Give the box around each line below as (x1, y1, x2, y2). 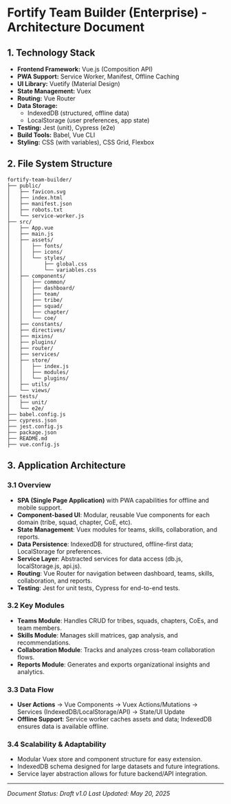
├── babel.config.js (7, 411, 67, 417)
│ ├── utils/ (7, 380, 51, 388)
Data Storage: (16, 102, 58, 109)
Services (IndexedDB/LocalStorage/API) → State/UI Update (16, 708, 186, 716)
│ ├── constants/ (7, 320, 63, 327)
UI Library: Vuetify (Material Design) (16, 80, 120, 87)
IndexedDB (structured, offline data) (27, 109, 129, 117)
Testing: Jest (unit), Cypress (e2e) (16, 124, 115, 131)
